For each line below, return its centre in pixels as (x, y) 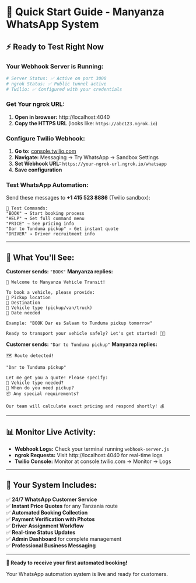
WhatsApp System (52, 24)
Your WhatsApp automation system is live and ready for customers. (87, 574)
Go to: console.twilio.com (45, 151)
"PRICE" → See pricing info (40, 224)
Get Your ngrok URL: (36, 104)
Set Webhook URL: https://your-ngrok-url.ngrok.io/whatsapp (91, 164)
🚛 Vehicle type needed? (35, 383)
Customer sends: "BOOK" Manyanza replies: (60, 272)
